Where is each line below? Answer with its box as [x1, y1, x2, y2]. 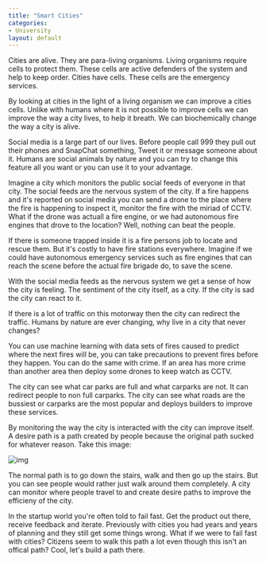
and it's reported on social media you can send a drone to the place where [8, 195, 252, 205]
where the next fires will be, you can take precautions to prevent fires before [8, 349, 259, 359]
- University [8, 26, 52, 34]
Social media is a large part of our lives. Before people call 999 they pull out [8, 137, 256, 147]
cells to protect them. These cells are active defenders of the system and [8, 64, 248, 74]
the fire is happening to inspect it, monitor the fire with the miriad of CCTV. [8, 204, 253, 213]
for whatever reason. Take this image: [8, 439, 132, 450]
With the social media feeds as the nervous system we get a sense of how [8, 276, 252, 287]
